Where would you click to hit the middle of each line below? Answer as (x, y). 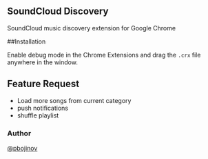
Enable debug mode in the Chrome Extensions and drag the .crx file (104, 55)
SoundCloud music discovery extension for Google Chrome (92, 28)
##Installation (27, 41)
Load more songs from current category (74, 100)
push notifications (43, 108)
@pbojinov (22, 148)
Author (19, 133)
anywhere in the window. (42, 62)
